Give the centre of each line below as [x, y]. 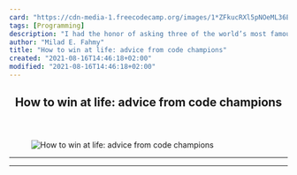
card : [19, 17]
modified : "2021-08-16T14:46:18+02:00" [83, 67]
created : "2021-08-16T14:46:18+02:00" [80, 58]
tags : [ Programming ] [47, 26]
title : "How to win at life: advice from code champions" [118, 50]
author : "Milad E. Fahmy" [57, 42]
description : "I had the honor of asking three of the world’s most [138, 34]
